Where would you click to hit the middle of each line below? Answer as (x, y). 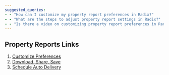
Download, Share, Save (36, 62)
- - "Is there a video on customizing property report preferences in (80, 24)
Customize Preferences (36, 56)
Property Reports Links (42, 44)
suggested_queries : (25, 10)
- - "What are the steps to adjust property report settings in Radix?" (83, 19)
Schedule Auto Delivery (37, 67)
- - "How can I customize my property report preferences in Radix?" (79, 15)
